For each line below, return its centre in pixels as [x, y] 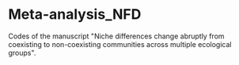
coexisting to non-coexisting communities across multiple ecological [120, 44]
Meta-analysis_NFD [75, 14]
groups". [22, 52]
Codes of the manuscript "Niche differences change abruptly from [116, 36]
